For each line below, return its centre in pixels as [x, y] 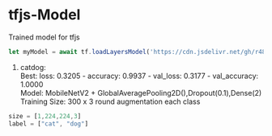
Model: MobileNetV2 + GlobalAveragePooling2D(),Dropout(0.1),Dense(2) [141, 93]
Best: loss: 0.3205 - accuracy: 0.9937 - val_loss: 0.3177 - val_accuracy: [139, 76]
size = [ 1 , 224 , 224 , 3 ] [45, 116]
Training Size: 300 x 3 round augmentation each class [110, 101]
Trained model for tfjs [45, 37]
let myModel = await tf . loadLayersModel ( [79, 52]
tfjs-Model [45, 15]
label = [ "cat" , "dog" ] [49, 124]
